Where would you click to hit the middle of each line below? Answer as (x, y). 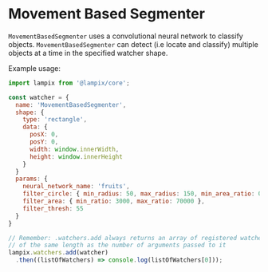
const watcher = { (39, 97)
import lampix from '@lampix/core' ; (69, 83)
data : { (35, 127)
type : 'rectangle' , (55, 120)
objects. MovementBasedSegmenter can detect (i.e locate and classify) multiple (134, 44)
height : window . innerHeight (76, 156)
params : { (32, 179)
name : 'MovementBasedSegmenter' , (71, 104)
